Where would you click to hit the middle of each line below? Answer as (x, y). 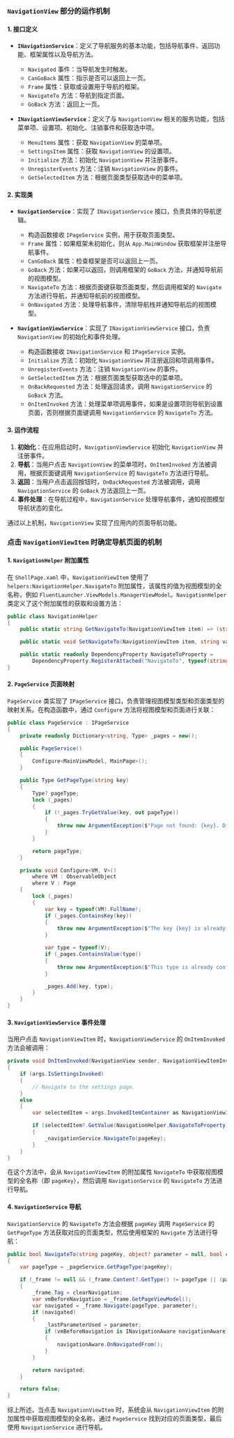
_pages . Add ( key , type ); (79, 986)
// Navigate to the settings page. (84, 1087)
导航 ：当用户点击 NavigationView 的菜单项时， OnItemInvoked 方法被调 (117, 464)
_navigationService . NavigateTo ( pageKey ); (106, 1138)
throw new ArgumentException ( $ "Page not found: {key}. (138, 826)
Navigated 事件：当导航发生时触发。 (79, 69)
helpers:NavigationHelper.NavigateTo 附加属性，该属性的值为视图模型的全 (115, 586)
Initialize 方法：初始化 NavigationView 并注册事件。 (104, 160)
